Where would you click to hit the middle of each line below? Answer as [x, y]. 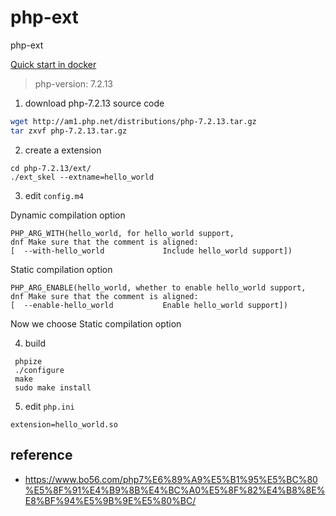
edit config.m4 [54, 195]
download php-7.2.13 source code [94, 103]
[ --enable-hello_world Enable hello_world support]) [149, 305]
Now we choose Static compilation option [96, 323]
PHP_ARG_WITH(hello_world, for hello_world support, [122, 233]
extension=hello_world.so [64, 424]
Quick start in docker [53, 64]
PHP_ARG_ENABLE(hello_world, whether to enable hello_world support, [158, 287]
